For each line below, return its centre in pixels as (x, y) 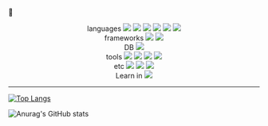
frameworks (124, 38)
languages (104, 29)
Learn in (129, 76)
